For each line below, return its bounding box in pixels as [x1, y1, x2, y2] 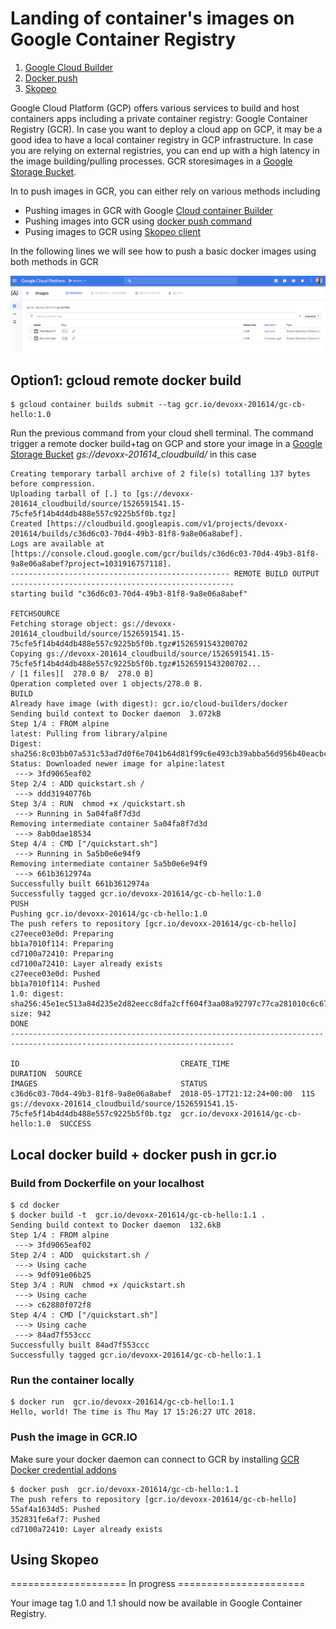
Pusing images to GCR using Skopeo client [24, 225, 202, 237]
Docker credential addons [10, 1463, 117, 1476]
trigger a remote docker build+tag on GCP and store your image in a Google [10, 438, 323, 450]
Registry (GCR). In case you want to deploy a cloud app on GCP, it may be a [10, 123, 323, 135]
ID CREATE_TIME [10, 1059, 230, 1069]
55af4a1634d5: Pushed [10, 1504, 101, 1514]
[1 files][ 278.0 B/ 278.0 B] [19, 669, 155, 679]
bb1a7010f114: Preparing [10, 939, 114, 949]
